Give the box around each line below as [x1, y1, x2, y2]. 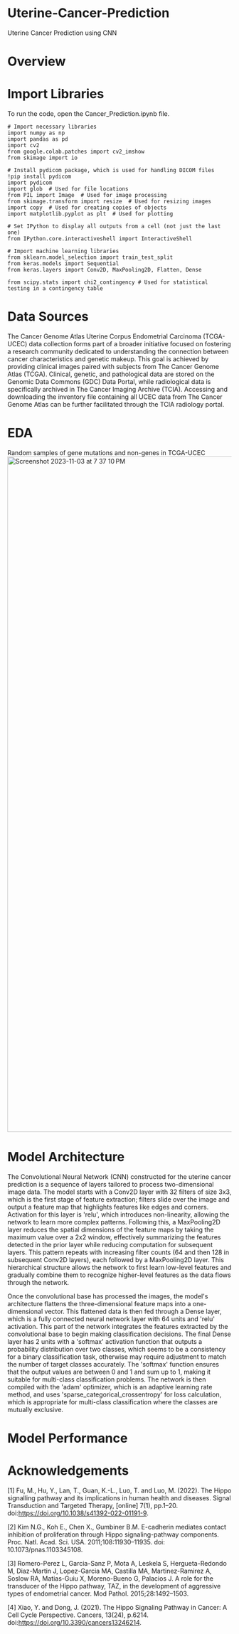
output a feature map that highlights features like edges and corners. [7, 1202, 209, 1211]
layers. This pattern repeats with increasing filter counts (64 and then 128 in [7, 1248, 230, 1256]
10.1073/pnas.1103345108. [7, 1545, 83, 1554]
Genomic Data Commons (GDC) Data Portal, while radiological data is [7, 378, 211, 385]
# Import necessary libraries [7, 123, 97, 131]
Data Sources [7, 309, 89, 325]
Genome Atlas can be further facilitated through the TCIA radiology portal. [7, 400, 225, 408]
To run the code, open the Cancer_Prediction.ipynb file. [7, 110, 170, 118]
